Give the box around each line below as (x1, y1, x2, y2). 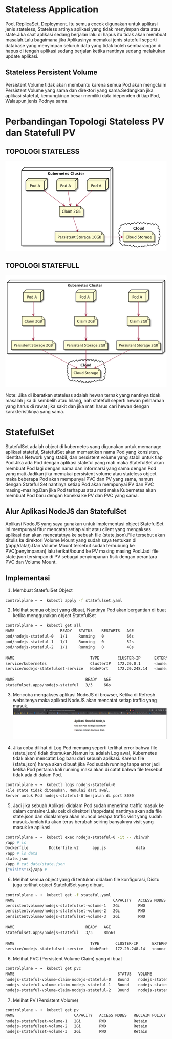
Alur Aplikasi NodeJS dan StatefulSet (5, 507, 127, 516)
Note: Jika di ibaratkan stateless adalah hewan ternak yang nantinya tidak (5, 392, 161, 398)
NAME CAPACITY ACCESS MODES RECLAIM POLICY (5, 1013, 166, 1018)
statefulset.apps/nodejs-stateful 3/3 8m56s (5, 930, 116, 935)
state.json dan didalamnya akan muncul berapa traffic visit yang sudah (12, 813, 162, 819)
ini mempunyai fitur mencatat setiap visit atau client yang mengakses (5, 526, 151, 532)
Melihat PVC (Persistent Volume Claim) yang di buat (12, 956, 122, 962)
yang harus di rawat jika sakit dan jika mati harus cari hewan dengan (5, 403, 149, 409)
